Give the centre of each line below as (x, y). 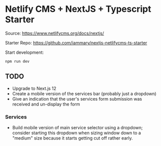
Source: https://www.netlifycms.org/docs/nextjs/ (55, 33)
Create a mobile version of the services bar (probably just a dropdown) (84, 93)
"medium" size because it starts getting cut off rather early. (72, 138)
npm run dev (17, 61)
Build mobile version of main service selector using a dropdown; (77, 128)
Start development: (25, 52)
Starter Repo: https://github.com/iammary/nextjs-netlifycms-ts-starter (76, 42)
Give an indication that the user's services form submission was (77, 99)
